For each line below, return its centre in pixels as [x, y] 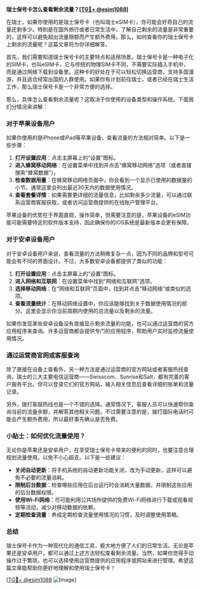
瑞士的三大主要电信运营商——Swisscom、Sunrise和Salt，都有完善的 [100, 377]
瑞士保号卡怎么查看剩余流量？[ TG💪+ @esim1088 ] [68, 9]
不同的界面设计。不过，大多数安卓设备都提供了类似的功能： [95, 261]
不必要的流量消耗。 [43, 478]
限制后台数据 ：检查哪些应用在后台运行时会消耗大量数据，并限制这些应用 [103, 485]
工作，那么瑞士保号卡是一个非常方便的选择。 [61, 87]
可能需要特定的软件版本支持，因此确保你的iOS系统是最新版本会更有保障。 [101, 223]
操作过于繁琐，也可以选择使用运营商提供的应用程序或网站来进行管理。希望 [97, 560]
